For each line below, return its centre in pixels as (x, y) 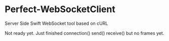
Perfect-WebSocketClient (60, 9)
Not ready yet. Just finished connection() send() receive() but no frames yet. (85, 33)
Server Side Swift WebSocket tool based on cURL (56, 23)
